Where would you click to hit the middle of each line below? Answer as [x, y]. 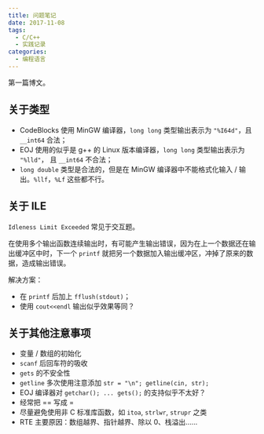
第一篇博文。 [29, 82]
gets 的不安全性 [45, 373]
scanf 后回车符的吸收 [53, 363]
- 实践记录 [31, 45]
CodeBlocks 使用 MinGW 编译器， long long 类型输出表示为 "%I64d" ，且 [136, 129]
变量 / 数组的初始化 [50, 353]
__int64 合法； [43, 140]
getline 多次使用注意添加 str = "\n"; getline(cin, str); [114, 383]
